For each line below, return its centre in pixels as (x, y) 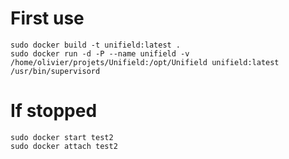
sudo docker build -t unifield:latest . (96, 45)
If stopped (54, 111)
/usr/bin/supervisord (55, 71)
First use (47, 18)
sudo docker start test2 (62, 137)
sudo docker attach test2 (64, 146)
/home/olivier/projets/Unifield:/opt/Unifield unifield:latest (145, 62)
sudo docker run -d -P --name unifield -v (100, 53)
